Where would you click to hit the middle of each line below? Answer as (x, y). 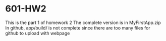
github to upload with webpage (38, 33)
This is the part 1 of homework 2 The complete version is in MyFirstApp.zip (83, 22)
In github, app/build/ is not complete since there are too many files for (78, 27)
